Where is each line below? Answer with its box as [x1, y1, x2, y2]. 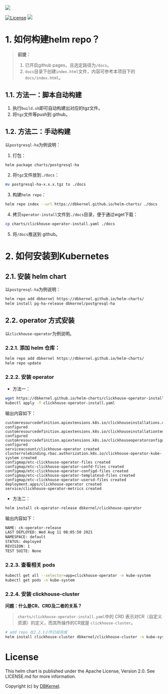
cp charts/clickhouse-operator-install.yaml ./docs [5, 221, 115, 227]
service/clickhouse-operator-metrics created [5, 486, 101, 491]
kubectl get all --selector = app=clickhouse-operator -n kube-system [5, 573, 151, 578]
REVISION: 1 [5, 544, 30, 549]
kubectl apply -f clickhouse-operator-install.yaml [5, 400, 115, 405]
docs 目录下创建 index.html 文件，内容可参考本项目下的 [24, 68, 135, 74]
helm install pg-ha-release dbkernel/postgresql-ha [5, 301, 115, 306]
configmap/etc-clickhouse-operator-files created [5, 460, 111, 465]
